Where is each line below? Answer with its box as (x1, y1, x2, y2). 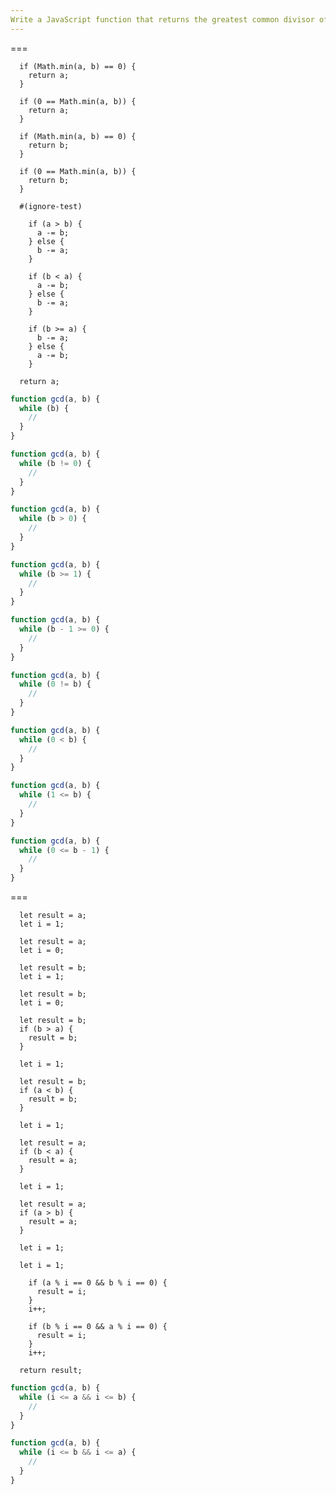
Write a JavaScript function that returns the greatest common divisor (10, 14, 315, 25)
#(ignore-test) (19, 201, 83, 211)
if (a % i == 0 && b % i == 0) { (28, 1278, 168, 1288)
